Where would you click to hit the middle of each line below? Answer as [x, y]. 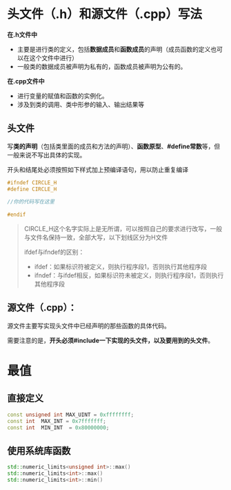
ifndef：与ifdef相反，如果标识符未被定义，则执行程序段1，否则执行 [129, 275]
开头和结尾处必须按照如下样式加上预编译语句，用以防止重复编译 [98, 169]
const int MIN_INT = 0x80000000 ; [58, 428]
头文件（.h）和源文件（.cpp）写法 [104, 14]
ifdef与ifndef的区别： [54, 252]
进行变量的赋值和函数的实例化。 [62, 96]
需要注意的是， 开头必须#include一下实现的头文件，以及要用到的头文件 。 [111, 340]
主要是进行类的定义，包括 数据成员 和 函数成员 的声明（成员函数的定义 [114, 49]
